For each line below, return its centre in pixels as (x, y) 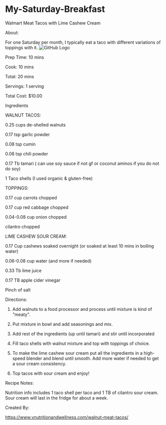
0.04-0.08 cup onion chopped (36, 217)
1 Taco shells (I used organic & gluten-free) (49, 178)
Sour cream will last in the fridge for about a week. (56, 398)
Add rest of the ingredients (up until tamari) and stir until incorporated (83, 334)
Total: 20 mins (20, 76)
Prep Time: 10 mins (25, 57)
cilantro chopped (23, 226)
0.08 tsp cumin (21, 144)
